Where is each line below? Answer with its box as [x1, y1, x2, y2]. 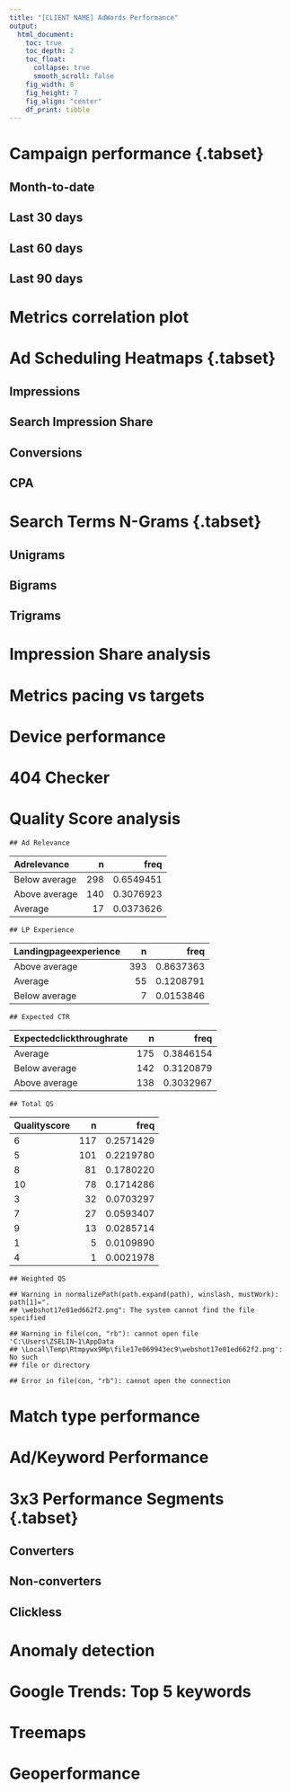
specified [9, 1313, 47, 1322]
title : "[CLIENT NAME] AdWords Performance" [9, 13, 179, 22]
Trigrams [9, 608, 61, 624]
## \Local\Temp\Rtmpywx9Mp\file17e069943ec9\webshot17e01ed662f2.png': [9, 1344, 283, 1353]
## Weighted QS [9, 1273, 66, 1283]
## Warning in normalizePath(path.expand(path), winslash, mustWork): [9, 1290, 279, 1299]
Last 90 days [9, 271, 84, 286]
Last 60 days [9, 240, 84, 256]
